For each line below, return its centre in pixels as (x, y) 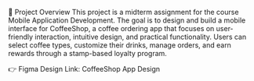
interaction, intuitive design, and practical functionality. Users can (141, 37)
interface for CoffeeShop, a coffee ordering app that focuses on (111, 28)
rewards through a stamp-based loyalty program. (87, 53)
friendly (21, 37)
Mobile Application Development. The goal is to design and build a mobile (127, 20)
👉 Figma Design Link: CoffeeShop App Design (84, 69)
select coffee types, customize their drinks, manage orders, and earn (120, 45)
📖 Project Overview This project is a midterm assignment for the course (123, 12)
